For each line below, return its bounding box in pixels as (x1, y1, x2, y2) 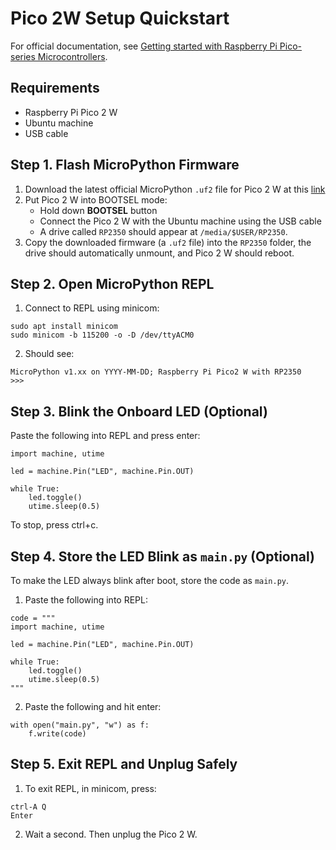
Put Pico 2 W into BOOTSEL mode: (24, 193, 168, 206)
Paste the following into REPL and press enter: (10, 430, 201, 442)
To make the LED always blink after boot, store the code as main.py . (10, 575, 290, 586)
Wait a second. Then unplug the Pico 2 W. (24, 828, 198, 840)
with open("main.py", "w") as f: (10, 720, 150, 730)
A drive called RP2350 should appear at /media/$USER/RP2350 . (39, 225, 288, 237)
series (10, 50, 36, 62)
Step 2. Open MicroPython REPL (10, 275, 215, 292)
